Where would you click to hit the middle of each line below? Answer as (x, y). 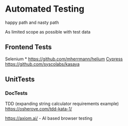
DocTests (16, 93)
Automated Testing (45, 9)
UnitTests (20, 80)
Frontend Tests (28, 47)
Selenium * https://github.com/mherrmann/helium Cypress (64, 59)
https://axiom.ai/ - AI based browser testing (49, 118)
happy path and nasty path (32, 22)
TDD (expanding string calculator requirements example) (62, 104)
